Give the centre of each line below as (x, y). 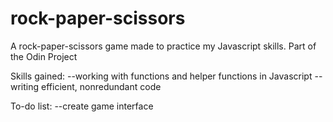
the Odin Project (44, 56)
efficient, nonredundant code (101, 86)
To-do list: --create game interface (82, 106)
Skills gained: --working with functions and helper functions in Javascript (161, 76)
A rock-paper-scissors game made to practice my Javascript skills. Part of (163, 46)
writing (25, 86)
